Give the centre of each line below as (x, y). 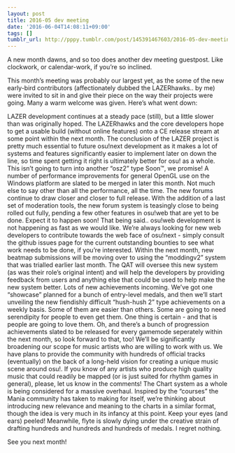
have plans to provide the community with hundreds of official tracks (106, 354)
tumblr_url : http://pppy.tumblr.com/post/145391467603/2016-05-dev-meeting (120, 40)
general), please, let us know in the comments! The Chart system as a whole (117, 384)
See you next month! (37, 442)
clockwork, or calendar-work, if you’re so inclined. (80, 67)
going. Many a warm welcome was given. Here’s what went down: (102, 103)
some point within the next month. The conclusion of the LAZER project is (113, 139)
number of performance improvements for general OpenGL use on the (108, 176)
